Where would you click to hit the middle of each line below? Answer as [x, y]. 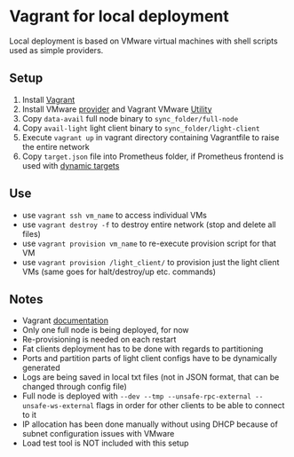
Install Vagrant [48, 99]
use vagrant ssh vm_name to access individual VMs [114, 215]
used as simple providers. [56, 50]
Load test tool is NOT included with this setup [105, 443]
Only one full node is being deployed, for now [105, 330]
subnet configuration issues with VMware [98, 434]
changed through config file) [74, 387]
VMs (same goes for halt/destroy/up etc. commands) [119, 272]
